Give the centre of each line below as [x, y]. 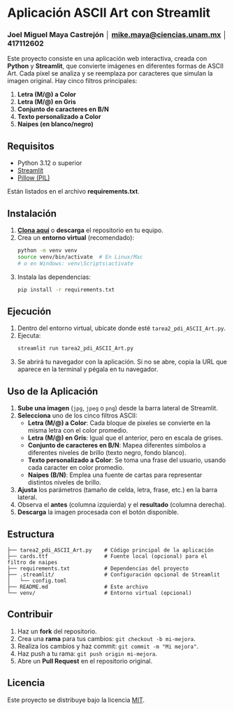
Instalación [32, 214]
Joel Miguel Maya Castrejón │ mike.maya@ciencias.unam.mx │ [117, 35]
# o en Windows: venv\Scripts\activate [75, 264]
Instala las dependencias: [54, 277]
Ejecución [29, 311]
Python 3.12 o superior [50, 163]
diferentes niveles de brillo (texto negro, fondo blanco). [107, 453]
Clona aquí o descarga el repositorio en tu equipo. [90, 230]
